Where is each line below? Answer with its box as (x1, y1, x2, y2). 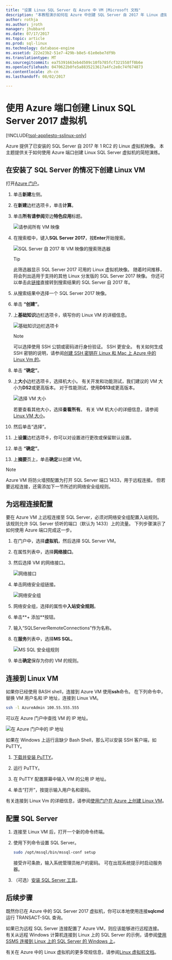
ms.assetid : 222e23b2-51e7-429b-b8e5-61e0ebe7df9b (6, 50, 116, 55)
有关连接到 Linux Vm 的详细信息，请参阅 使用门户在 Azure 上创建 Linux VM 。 (6, 798, 167, 804)
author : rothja (6, 17, 38, 22)
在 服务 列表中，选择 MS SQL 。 (13, 636, 76, 642)
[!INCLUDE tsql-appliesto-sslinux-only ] (6, 132, 87, 138)
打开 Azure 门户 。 (6, 180, 42, 186)
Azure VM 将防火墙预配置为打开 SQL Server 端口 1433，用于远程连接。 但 (6, 477, 161, 483)
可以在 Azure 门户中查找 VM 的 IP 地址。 (6, 715, 91, 721)
